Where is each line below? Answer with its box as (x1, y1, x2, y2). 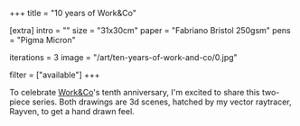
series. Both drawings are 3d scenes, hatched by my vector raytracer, (32, 96, 292, 107)
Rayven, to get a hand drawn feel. (9, 106, 136, 116)
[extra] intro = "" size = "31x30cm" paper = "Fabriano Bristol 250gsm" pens (9, 25, 291, 35)
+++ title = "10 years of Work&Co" (9, 8, 137, 18)
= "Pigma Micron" (9, 35, 76, 45)
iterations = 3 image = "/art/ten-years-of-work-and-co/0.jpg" (9, 52, 238, 62)
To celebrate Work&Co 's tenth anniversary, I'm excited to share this (9, 87, 260, 97)
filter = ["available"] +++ (9, 69, 101, 80)
